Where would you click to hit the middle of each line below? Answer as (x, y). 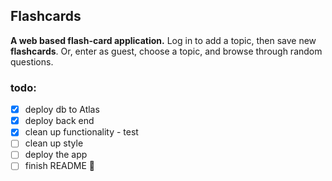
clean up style (54, 143)
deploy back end (59, 121)
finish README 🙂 (59, 166)
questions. (32, 61)
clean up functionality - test (81, 132)
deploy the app (56, 155)
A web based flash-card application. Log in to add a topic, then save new (163, 40)
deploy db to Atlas (62, 110)
